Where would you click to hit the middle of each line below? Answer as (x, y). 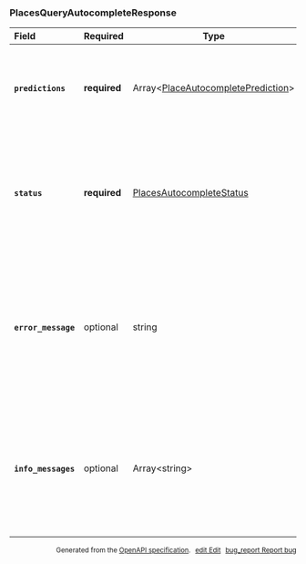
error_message (45, 327)
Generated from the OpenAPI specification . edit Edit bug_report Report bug (176, 550)
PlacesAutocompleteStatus (190, 193)
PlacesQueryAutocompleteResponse (93, 13)
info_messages (45, 468)
